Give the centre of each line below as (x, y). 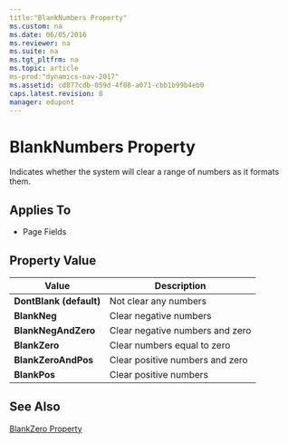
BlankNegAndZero (55, 330)
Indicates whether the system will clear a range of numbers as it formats (144, 172)
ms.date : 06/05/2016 (48, 34)
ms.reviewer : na (40, 43)
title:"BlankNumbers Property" (68, 18)
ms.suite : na (34, 52)
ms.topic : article (44, 69)
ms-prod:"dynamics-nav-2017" (64, 77)
